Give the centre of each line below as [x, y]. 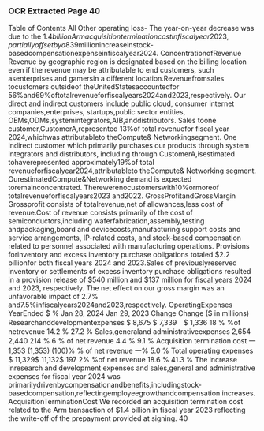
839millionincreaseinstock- [110, 45]
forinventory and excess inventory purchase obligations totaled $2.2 [119, 255]
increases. [239, 393]
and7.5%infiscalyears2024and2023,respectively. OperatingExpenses [121, 305]
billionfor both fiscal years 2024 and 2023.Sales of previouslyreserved [123, 263]
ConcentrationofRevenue [201, 54]
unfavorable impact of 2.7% [53, 297]
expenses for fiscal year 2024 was [64, 377]
